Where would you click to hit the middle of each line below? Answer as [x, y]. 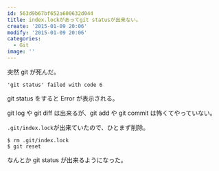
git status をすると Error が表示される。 [63, 98]
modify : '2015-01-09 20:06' [47, 32]
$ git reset [24, 146]
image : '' [21, 52]
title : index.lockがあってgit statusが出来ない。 [74, 20]
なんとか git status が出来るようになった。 [67, 160]
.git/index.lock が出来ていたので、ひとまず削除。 [78, 127]
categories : [24, 39]
